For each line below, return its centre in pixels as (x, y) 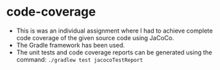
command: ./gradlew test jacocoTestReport (80, 59)
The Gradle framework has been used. (71, 45)
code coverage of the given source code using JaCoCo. (95, 37)
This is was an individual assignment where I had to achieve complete (114, 31)
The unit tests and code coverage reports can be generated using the (114, 52)
